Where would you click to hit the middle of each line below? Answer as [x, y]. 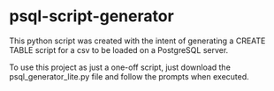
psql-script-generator [91, 16]
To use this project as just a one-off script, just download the [120, 67]
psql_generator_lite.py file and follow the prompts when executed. [129, 76]
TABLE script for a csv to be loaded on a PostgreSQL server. [119, 49]
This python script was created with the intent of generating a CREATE [137, 41]
